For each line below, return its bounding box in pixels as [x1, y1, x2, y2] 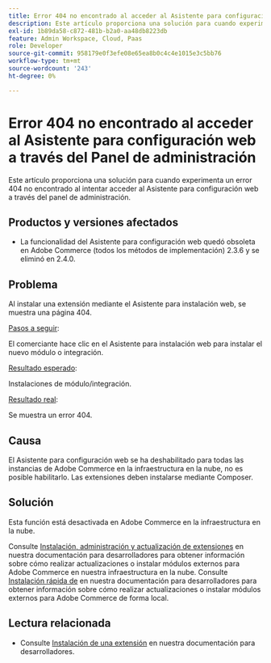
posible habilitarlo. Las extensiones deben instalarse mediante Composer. [8, 472, 254, 482]
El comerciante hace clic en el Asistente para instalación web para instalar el [8, 339, 263, 348]
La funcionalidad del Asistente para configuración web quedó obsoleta [19, 237, 256, 247]
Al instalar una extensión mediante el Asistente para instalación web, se [8, 299, 247, 309]
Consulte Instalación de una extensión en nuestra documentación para [19, 638, 256, 648]
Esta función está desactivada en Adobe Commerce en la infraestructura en [8, 517, 261, 526]
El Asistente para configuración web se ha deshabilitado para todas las [8, 455, 244, 465]
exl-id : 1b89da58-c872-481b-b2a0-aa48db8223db [8, 27, 168, 35]
